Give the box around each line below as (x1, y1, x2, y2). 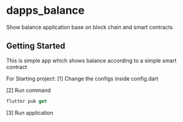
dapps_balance (6, 4, 85, 17)
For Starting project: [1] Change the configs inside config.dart (6, 75, 158, 82)
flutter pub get (6, 98, 47, 104)
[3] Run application (6, 109, 54, 116)
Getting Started (6, 41, 66, 51)
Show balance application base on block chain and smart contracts (6, 23, 173, 31)
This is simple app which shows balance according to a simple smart (6, 56, 177, 64)
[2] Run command (6, 87, 51, 94)
